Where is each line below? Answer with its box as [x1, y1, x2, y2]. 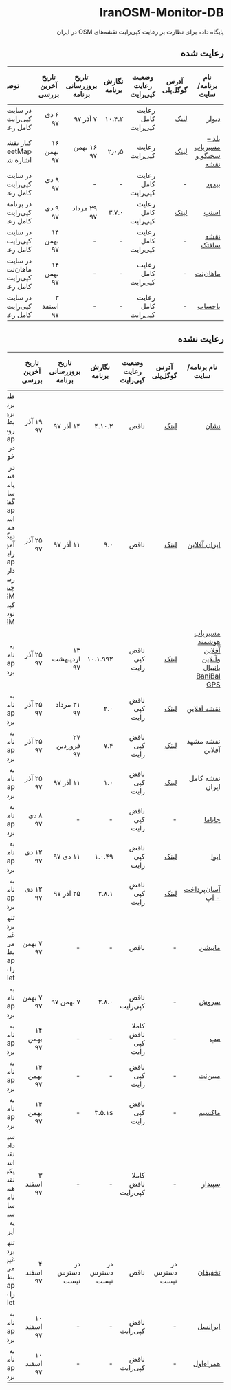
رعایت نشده [177, 333, 224, 345]
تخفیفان [197, 1267, 221, 1277]
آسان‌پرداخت [184, 884, 221, 894]
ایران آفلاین [187, 540, 221, 549]
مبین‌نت [198, 1070, 221, 1080]
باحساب [197, 301, 221, 311]
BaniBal [195, 671, 221, 681]
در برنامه [5, 199, 32, 208]
